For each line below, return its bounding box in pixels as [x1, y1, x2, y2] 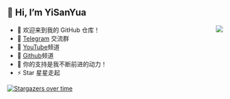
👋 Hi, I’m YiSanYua [7, 7, 87, 18]
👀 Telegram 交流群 [16, 34, 70, 42]
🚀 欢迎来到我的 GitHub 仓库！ [16, 25, 101, 34]
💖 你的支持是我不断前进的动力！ [16, 59, 107, 68]
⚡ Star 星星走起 [16, 68, 60, 76]
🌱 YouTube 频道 [16, 42, 60, 51]
